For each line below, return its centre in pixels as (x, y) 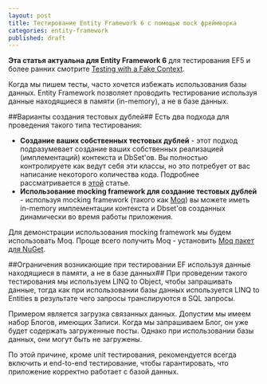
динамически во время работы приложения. (96, 217)
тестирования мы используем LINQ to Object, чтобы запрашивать (120, 282)
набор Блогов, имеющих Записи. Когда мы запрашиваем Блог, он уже (128, 323)
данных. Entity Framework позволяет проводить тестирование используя (133, 93)
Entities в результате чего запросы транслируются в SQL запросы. (122, 299)
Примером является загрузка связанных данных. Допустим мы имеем (130, 314)
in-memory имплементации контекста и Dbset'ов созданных (122, 209)
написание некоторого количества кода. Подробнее (109, 174)
